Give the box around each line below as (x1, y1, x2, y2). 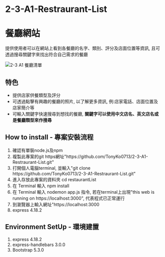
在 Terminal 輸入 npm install (12, 183, 70, 189)
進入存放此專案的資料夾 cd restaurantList (12, 176, 96, 182)
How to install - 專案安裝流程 (5, 133, 94, 141)
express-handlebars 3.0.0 (12, 242, 66, 248)
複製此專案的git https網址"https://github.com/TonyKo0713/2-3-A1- (12, 153, 148, 159)
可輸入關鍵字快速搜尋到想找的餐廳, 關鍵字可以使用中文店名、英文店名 (12, 111, 155, 117)
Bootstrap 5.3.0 (12, 247, 44, 253)
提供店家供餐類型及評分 (12, 92, 61, 98)
